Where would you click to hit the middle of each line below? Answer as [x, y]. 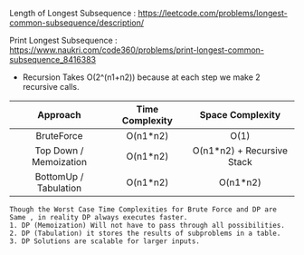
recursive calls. [51, 87]
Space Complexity [240, 115]
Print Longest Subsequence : [63, 40]
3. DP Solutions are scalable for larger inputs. [105, 241]
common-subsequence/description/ [77, 23]
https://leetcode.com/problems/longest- [213, 13]
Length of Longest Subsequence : [73, 13]
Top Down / [59, 151]
